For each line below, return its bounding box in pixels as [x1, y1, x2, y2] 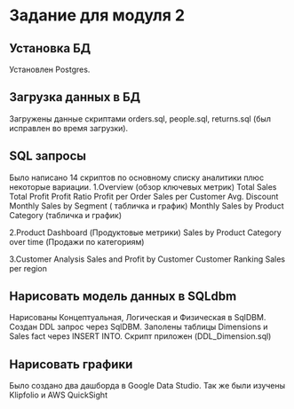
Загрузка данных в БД [9, 90, 140, 105]
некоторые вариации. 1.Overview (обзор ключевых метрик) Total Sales [9, 181, 277, 192]
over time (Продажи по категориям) [9, 236, 145, 247]
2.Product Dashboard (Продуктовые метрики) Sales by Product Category [9, 227, 282, 238]
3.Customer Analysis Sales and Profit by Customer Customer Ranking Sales [9, 254, 286, 264]
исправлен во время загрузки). [9, 122, 129, 133]
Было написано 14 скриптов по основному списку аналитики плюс [9, 172, 265, 183]
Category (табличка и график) [9, 209, 123, 220]
